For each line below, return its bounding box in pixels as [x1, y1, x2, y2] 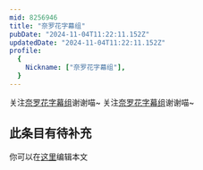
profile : [9, 47, 42, 55]
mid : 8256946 [9, 13, 58, 22]
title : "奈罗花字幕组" [9, 21, 86, 30]
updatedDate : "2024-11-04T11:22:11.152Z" [9, 38, 166, 47]
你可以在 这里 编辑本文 [9, 151, 88, 162]
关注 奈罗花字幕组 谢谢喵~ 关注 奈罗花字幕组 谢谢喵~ [9, 97, 195, 107]
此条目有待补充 [9, 126, 92, 141]
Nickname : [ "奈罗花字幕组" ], [25, 64, 126, 72]
